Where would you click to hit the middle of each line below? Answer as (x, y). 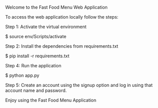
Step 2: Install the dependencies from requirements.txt (62, 46)
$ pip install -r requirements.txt (37, 56)
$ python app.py (22, 75)
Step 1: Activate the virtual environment (46, 27)
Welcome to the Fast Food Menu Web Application (57, 7)
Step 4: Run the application (33, 66)
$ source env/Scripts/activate (36, 36)
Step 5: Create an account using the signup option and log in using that (79, 85)
